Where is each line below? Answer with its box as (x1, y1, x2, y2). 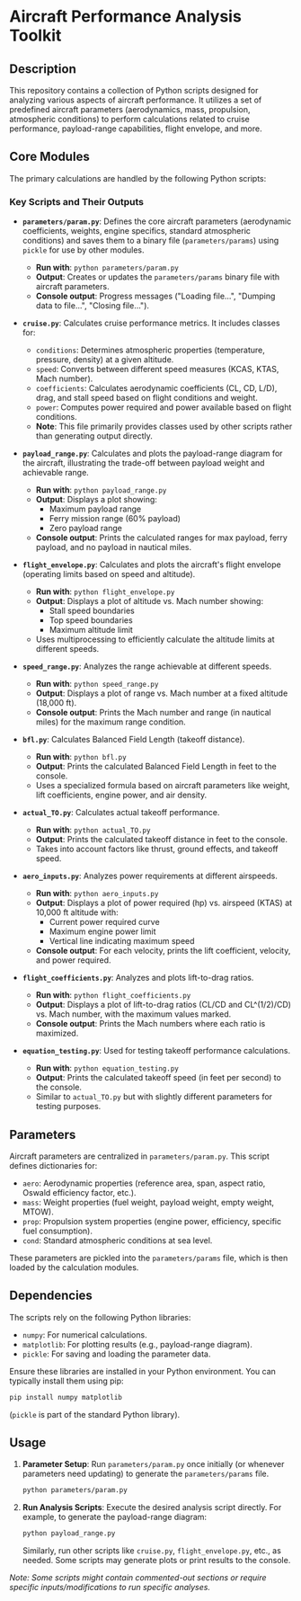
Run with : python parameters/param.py (35, 262, 180, 273)
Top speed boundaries (49, 615, 133, 626)
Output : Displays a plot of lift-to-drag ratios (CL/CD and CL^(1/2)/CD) (35, 1000, 292, 1010)
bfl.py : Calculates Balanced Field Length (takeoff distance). (22, 734, 245, 745)
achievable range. (22, 467, 90, 478)
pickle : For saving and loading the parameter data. (22, 1348, 211, 1359)
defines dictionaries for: (9, 1160, 98, 1170)
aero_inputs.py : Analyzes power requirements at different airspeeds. (22, 870, 279, 882)
